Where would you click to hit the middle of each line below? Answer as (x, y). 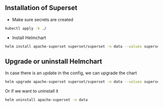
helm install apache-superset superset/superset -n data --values (73, 46)
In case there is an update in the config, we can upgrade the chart (71, 73)
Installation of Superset (41, 8)
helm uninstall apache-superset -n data (47, 100)
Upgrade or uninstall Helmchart (54, 61)
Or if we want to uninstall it (32, 91)
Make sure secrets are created (43, 19)
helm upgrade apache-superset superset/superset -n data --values (73, 82)
